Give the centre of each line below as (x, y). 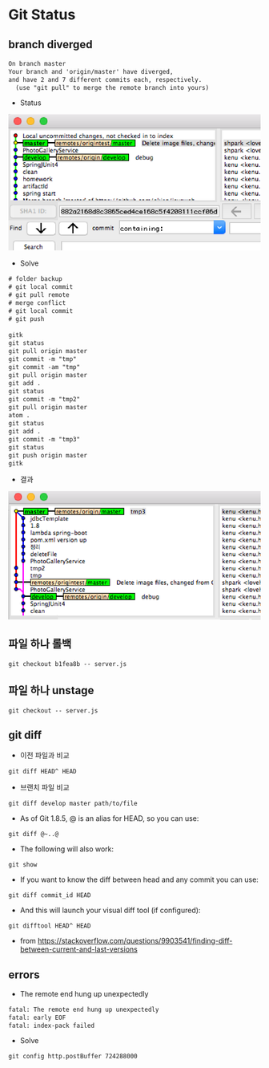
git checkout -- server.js (53, 711)
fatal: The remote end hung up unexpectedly (84, 1010)
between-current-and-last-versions (78, 949)
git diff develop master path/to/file (73, 804)
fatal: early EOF (37, 1018)
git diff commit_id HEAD (50, 895)
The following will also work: (67, 849)
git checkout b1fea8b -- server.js (68, 664)
